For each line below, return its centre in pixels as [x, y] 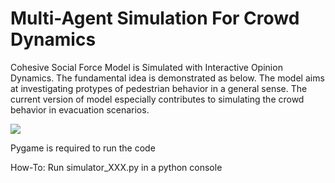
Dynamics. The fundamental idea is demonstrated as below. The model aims [167, 78]
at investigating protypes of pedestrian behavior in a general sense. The [159, 88]
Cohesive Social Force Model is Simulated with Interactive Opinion [146, 67]
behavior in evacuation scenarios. [80, 109]
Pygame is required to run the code [83, 148]
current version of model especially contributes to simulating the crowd [157, 99]
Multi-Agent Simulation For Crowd [155, 18]
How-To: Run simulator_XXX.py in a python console [116, 167]
